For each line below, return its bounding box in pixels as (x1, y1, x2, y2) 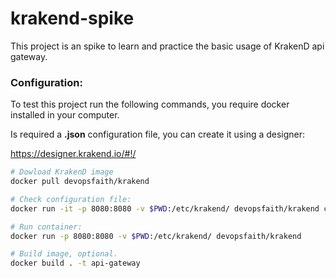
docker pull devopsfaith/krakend (10, 177, 150, 187)
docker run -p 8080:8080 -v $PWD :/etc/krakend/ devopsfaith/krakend (10, 231, 302, 241)
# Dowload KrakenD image (10, 167, 114, 177)
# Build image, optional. (10, 249, 118, 259)
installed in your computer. (10, 109, 120, 121)
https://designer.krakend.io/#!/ (10, 148, 137, 160)
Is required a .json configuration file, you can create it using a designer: (10, 128, 306, 141)
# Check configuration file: (10, 194, 132, 204)
